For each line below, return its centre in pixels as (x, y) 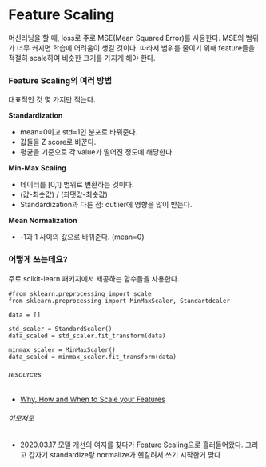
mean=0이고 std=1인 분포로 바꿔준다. (79, 132)
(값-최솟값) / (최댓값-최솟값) (64, 194)
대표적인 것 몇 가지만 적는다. (52, 100)
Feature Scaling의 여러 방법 (60, 80)
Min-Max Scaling (37, 168)
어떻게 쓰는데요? (38, 260)
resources (25, 374)
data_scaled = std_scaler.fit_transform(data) (87, 336)
